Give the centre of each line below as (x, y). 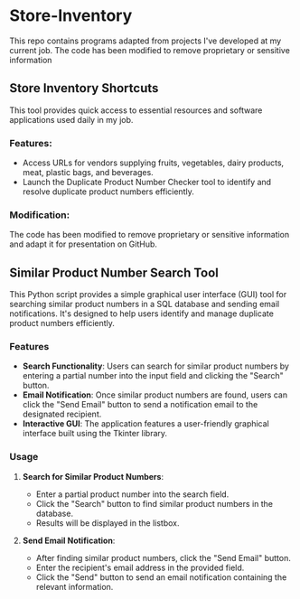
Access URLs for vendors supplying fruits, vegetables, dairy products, (153, 163)
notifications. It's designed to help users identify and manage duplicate (141, 314)
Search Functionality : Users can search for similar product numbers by (155, 366)
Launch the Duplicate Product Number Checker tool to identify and (147, 183)
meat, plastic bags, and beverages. (88, 173)
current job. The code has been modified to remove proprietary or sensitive (150, 50)
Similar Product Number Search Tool (114, 272)
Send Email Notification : (69, 540)
